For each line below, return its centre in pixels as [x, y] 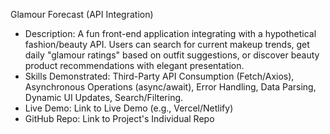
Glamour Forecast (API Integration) [82, 14]
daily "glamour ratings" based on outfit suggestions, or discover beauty [172, 55]
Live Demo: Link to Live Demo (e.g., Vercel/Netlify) [129, 108]
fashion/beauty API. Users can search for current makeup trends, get [167, 44]
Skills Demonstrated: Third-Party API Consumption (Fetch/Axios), [159, 76]
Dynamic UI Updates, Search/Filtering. [104, 97]
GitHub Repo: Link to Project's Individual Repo [119, 118]
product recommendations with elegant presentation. [134, 65]
